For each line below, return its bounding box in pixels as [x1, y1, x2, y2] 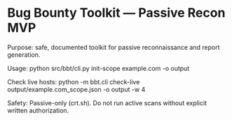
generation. [7, 51, 41, 59]
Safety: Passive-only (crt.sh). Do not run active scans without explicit [7, 98, 207, 107]
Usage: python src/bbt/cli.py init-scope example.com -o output [7, 64, 190, 72]
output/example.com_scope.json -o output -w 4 [7, 85, 146, 93]
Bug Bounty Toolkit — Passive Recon [7, 5, 226, 21]
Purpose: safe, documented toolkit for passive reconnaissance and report [7, 43, 220, 51]
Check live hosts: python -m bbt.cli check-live [7, 77, 140, 86]
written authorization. [7, 106, 69, 114]
